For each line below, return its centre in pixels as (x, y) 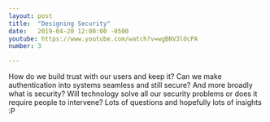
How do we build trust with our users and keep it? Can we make (115, 76)
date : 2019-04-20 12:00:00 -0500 (69, 31)
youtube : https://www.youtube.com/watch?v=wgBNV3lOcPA (103, 39)
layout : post (30, 16)
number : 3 (25, 46)
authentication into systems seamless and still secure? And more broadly (131, 85)
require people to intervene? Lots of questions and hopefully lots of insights (135, 102)
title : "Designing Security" (60, 24)
